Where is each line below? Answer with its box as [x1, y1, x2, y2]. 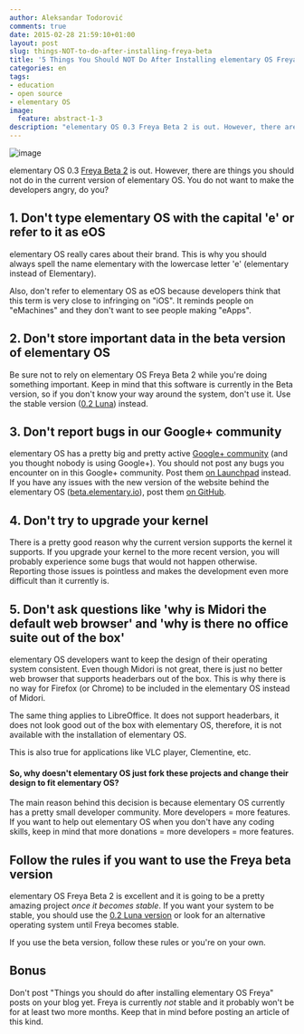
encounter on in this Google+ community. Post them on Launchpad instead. [9, 467, 291, 478]
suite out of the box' [9, 630, 125, 646]
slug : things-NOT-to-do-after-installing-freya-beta [9, 47, 213, 56]
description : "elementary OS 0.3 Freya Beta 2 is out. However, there [9, 123, 281, 132]
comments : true [9, 22, 67, 31]
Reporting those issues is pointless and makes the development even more [9, 566, 290, 577]
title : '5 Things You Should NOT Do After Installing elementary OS [9, 55, 273, 64]
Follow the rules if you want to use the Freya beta [9, 852, 291, 867]
